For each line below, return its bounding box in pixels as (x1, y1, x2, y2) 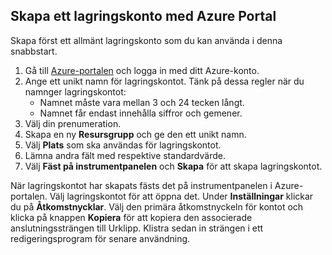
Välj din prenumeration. (24, 117, 122, 129)
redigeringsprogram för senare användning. (10, 232, 191, 244)
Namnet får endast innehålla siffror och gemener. (39, 107, 243, 119)
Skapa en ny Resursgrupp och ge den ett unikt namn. (24, 128, 247, 140)
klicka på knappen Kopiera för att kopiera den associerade (10, 211, 253, 223)
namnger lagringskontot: (24, 85, 127, 98)
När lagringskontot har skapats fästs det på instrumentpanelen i (10, 179, 273, 191)
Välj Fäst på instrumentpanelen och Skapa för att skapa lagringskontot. (24, 160, 323, 172)
